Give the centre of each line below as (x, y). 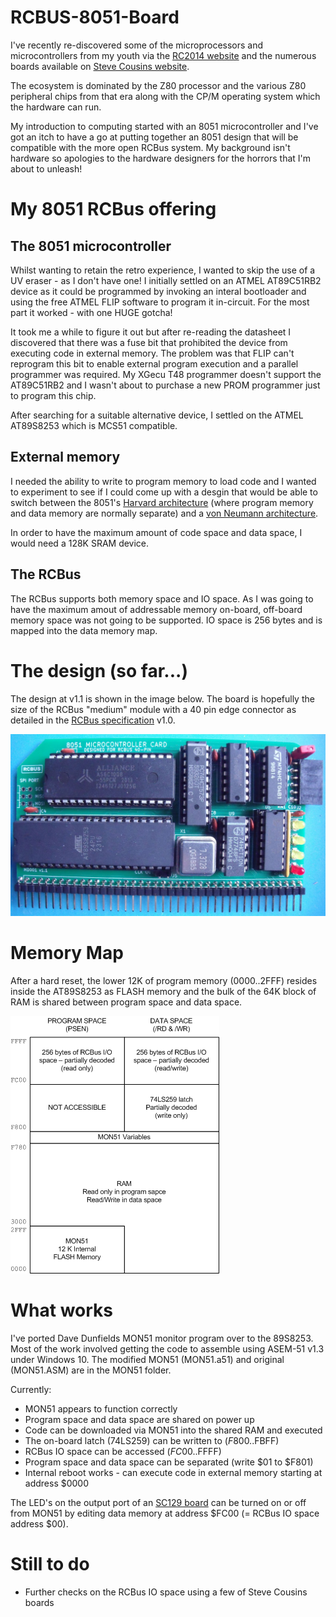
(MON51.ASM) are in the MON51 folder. (91, 1370)
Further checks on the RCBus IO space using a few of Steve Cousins (166, 1592)
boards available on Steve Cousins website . (100, 66)
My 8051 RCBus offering (113, 209)
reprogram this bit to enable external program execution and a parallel (154, 363)
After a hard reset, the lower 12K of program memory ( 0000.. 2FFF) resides (164, 980)
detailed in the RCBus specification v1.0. (93, 720)
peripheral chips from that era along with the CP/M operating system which (165, 96)
